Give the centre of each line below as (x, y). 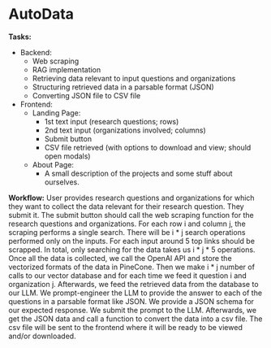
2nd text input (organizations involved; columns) (125, 130)
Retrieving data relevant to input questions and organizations (134, 78)
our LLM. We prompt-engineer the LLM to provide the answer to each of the (135, 293)
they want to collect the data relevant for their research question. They (127, 206)
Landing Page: (56, 113)
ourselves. (62, 182)
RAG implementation (67, 69)
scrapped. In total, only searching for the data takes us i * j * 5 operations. (132, 250)
